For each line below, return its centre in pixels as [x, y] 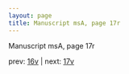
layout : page [30, 16]
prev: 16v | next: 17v [42, 61]
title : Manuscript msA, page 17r [64, 23]
